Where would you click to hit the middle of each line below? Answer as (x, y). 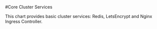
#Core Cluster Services (29, 7)
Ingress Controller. (24, 22)
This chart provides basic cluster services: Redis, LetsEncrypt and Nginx (79, 16)
